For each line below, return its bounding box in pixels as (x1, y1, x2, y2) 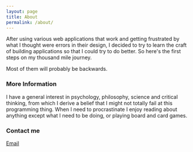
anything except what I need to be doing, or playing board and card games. (6, 112, 188, 119)
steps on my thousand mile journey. (6, 54, 92, 61)
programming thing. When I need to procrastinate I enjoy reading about (6, 106, 177, 113)
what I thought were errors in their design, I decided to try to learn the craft (6, 42, 187, 49)
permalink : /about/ (6, 19, 54, 25)
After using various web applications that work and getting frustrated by (6, 36, 180, 43)
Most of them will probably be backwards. (6, 65, 108, 72)
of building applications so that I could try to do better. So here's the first (6, 48, 181, 55)
